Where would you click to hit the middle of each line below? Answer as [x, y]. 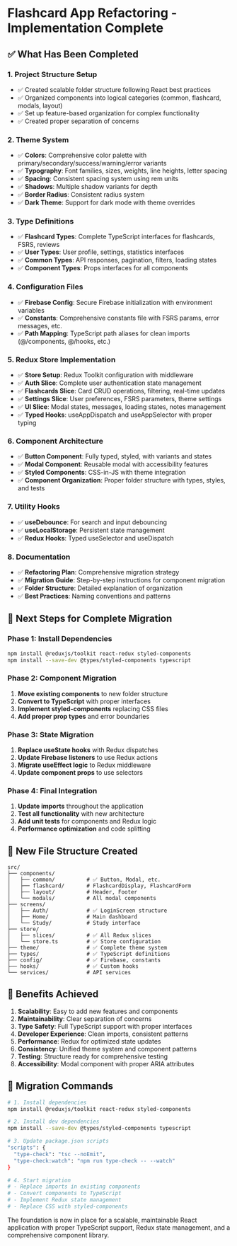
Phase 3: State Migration [51, 734]
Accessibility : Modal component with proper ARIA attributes [106, 1063]
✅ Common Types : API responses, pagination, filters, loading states [117, 260]
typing [27, 423]
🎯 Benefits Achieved [53, 994]
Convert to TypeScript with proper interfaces [84, 701]
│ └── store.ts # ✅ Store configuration [84, 942]
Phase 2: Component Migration [62, 679]
